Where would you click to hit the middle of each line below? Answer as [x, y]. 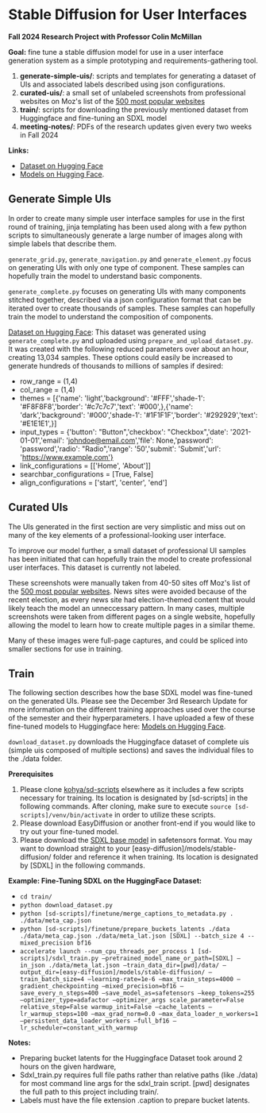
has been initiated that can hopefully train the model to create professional [130, 558]
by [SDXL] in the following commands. [82, 866]
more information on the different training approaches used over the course [132, 709]
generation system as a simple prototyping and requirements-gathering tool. [133, 60]
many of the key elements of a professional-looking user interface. [117, 535]
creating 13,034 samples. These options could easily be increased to [121, 357]
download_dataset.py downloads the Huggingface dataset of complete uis [129, 742]
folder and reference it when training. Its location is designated [155, 857]
